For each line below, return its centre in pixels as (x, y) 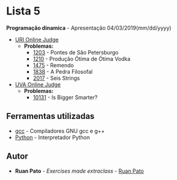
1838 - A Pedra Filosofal (63, 71)
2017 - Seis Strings (56, 78)
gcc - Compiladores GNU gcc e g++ (60, 130)
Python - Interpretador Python (52, 137)
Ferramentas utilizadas (51, 116)
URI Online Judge (37, 39)
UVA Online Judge (38, 84)
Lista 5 (23, 11)
